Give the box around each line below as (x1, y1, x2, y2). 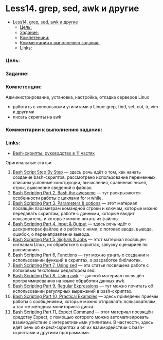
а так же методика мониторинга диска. (12, 304, 95, 310)
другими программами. (40, 330, 91, 336)
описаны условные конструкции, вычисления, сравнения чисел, (12, 180, 147, 186)
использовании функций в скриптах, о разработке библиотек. (12, 257, 142, 263)
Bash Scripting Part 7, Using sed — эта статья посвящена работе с (12, 263, 149, 268)
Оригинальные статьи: (5, 160, 53, 166)
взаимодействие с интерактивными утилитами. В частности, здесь (12, 320, 153, 325)
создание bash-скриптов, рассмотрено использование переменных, (12, 174, 157, 180)
